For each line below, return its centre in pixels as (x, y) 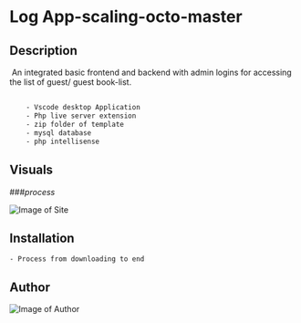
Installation (42, 238)
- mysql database (59, 133)
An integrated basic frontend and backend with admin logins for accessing (151, 72)
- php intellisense (63, 141)
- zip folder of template (75, 125)
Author (30, 287)
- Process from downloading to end (77, 259)
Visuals (31, 170)
